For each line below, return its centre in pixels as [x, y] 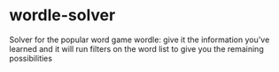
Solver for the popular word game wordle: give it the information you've [139, 40]
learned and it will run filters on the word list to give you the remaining [136, 48]
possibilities [31, 58]
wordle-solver [62, 15]
